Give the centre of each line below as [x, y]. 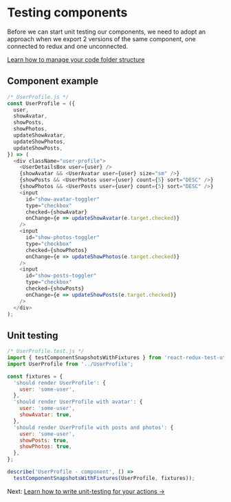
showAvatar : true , [46, 415]
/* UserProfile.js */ [38, 97]
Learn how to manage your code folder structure [76, 59]
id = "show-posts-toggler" [61, 276]
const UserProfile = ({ [41, 103]
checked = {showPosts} [55, 288]
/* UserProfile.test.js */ [46, 352]
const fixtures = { [35, 376]
